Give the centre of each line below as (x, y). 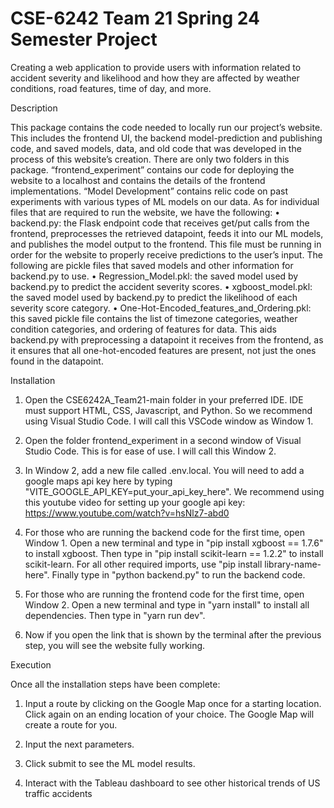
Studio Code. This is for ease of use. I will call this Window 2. (150, 451)
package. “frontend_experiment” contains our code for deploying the (152, 169)
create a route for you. (71, 724)
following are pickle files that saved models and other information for (152, 265)
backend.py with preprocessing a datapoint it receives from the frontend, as (167, 339)
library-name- (293, 564)
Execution (31, 664)
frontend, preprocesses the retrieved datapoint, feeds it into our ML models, (167, 233)
